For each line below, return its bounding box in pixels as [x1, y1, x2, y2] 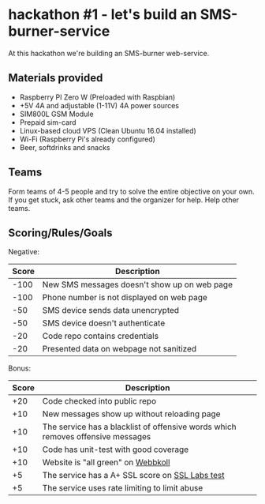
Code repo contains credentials [42, 330, 159, 341]
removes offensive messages [42, 431, 151, 442]
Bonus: [8, 363, 32, 373]
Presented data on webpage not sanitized [42, 344, 197, 355]
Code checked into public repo [42, 396, 156, 407]
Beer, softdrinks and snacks [19, 142, 110, 152]
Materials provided [8, 71, 103, 85]
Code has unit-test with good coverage [42, 444, 189, 455]
